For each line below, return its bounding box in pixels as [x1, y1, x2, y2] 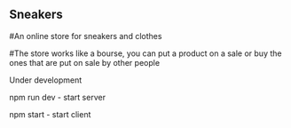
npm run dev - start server [9, 92, 106, 102]
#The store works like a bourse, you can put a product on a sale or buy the [9, 48, 282, 59]
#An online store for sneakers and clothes [9, 30, 162, 41]
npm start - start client [9, 108, 91, 119]
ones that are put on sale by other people [9, 57, 161, 68]
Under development [9, 75, 83, 85]
